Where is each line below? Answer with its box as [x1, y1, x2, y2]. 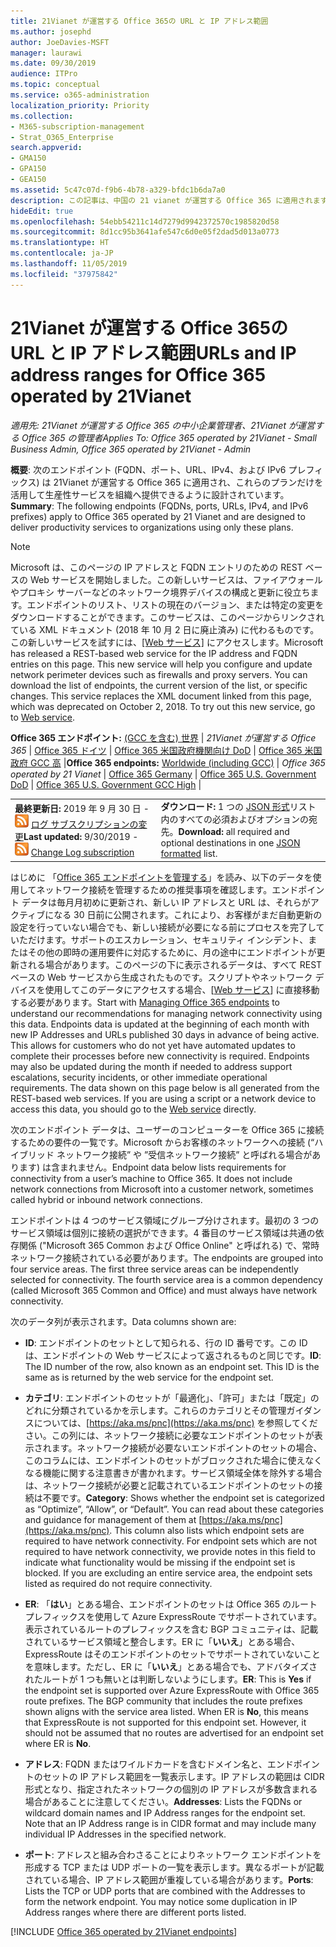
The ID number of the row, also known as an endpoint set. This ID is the [24, 1360, 320, 1372]
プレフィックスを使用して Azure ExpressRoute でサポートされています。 [24, 1610, 323, 1622]
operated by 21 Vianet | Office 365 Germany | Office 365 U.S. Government [10, 768, 317, 780]
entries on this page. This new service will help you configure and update [10, 658, 313, 670]
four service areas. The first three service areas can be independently [10, 1263, 299, 1275]
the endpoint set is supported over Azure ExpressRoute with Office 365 [24, 1684, 320, 1696]
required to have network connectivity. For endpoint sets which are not [24, 1535, 318, 1547]
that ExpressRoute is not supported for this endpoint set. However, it [24, 1716, 307, 1728]
